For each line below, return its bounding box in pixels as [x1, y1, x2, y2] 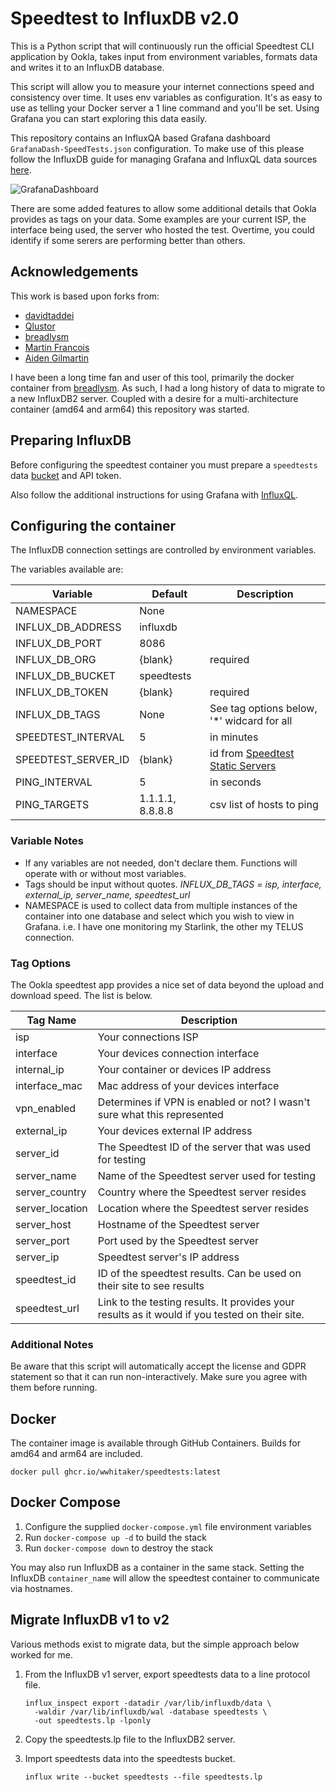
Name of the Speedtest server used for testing [97, 1168, 317, 1182]
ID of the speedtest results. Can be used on [97, 1266, 302, 1280]
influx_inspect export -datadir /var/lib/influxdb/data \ [24, 1698, 272, 1708]
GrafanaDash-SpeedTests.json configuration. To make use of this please [10, 142, 305, 154]
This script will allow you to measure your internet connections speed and [10, 80, 315, 92]
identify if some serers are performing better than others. [10, 234, 246, 246]
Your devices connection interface [97, 1046, 260, 1060]
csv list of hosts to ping [209, 798, 319, 812]
